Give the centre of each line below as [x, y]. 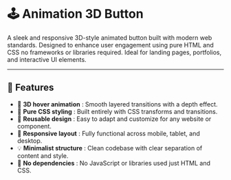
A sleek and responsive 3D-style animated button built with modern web [110, 37]
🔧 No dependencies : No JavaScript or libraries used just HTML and [114, 163]
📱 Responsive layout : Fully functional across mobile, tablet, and [109, 133]
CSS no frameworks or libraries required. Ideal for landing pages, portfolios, [114, 52]
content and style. [43, 155]
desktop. [30, 140]
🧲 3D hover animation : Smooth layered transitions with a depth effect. [117, 104]
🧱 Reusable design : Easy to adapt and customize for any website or [114, 119]
